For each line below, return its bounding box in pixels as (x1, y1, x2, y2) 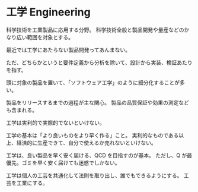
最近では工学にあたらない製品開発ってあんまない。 (6, 46, 130, 53)
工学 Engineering (6, 5, 91, 19)
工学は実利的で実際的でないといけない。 (6, 119, 105, 126)
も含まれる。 (6, 106, 37, 114)
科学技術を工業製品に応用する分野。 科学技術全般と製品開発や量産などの (6, 26, 184, 33)
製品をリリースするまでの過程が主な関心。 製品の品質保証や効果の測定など (6, 99, 190, 106)
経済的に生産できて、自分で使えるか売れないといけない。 (16, 139, 157, 146)
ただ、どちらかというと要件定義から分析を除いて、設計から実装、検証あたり (6, 59, 193, 66)
